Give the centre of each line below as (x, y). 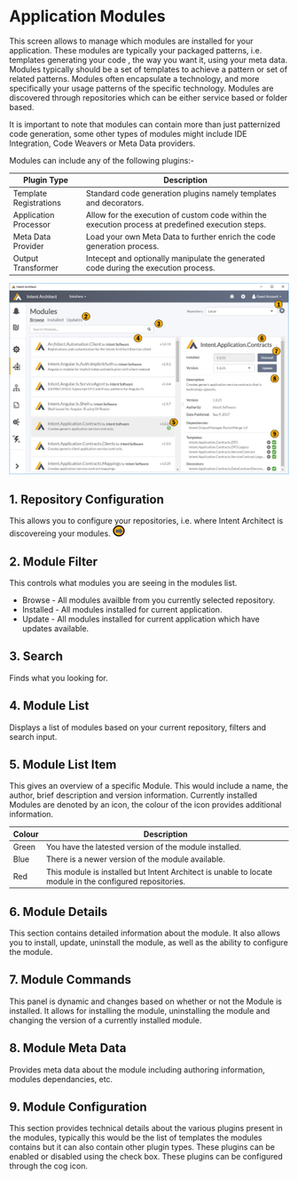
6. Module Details (59, 912)
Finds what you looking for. (59, 678)
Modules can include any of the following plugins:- (102, 160)
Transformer (36, 268)
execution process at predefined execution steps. (176, 224)
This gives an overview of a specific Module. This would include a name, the (149, 786)
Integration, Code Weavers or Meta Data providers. (102, 143)
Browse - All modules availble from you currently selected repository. (149, 600)
